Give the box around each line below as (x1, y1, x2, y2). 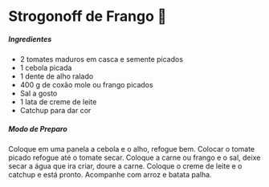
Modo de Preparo (8, 124, 68, 133)
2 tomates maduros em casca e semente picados (19, 55, 183, 64)
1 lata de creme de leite (19, 97, 97, 107)
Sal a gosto (19, 88, 58, 99)
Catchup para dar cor (19, 106, 92, 116)
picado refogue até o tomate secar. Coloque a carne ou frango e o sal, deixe (8, 152, 261, 163)
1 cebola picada (19, 63, 72, 73)
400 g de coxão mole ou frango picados (19, 80, 154, 90)
